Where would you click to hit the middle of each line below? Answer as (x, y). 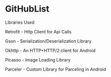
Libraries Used (20, 22)
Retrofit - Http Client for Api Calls (38, 31)
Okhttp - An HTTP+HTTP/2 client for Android (50, 50)
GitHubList (27, 9)
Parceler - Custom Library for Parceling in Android (55, 69)
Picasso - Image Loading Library (38, 60)
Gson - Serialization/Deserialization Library (48, 41)
